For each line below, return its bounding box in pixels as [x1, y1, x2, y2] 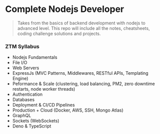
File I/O [12, 60, 27, 66]
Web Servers [12, 65, 39, 71]
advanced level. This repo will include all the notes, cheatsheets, [17, 25, 150, 31]
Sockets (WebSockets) [12, 118, 60, 124]
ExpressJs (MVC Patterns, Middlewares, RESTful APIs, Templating [12, 70, 149, 76]
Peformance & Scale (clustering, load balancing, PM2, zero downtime [12, 81, 156, 87]
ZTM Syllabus [5, 43, 40, 50]
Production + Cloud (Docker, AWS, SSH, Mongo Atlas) [12, 107, 124, 113]
